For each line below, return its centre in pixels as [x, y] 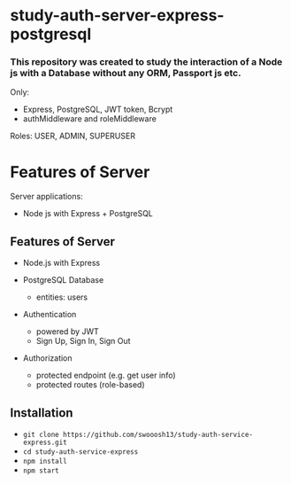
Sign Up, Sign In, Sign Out [83, 341]
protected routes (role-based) [90, 385]
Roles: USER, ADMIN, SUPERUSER [73, 136]
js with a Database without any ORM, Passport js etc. [126, 74]
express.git [45, 443]
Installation [42, 413]
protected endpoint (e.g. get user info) [106, 375]
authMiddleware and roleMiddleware [90, 119]
